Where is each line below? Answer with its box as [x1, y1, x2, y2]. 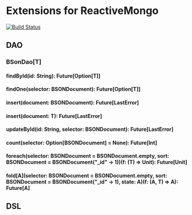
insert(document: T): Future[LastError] [6, 112, 102, 119]
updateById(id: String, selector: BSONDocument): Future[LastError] [6, 126, 174, 133]
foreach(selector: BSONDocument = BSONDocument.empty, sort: [6, 152, 169, 159]
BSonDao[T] [6, 58, 42, 66]
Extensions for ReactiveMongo [6, 4, 159, 18]
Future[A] [6, 185, 30, 191]
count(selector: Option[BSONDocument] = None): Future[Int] [6, 139, 158, 146]
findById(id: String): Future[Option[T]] [6, 72, 101, 79]
